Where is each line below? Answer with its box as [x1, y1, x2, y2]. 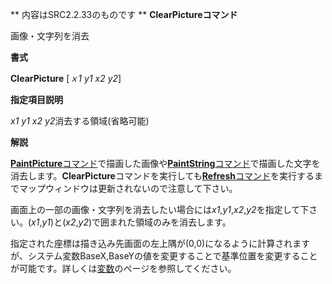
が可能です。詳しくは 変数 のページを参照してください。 [10, 263, 237, 274]
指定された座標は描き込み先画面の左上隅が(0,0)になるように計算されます [10, 238, 311, 249]
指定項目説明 [10, 94, 63, 105]
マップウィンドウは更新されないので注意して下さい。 [18, 183, 238, 194]
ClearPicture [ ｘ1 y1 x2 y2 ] [10, 73, 122, 84]
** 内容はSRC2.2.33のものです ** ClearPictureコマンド [10, 9, 238, 20]
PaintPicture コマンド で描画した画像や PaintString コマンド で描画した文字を [10, 158, 321, 169]
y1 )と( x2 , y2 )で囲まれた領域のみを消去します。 [41, 216, 232, 228]
